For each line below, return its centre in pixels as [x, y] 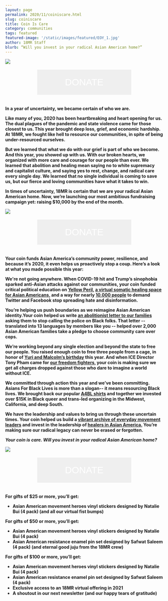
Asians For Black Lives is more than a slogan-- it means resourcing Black [82, 388]
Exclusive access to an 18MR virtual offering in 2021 [68, 588]
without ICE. [18, 373]
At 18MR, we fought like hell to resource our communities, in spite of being [84, 134]
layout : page [19, 10]
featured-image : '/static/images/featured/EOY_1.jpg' [63, 38]
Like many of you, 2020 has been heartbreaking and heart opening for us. [83, 118]
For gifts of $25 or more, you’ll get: [42, 496]
